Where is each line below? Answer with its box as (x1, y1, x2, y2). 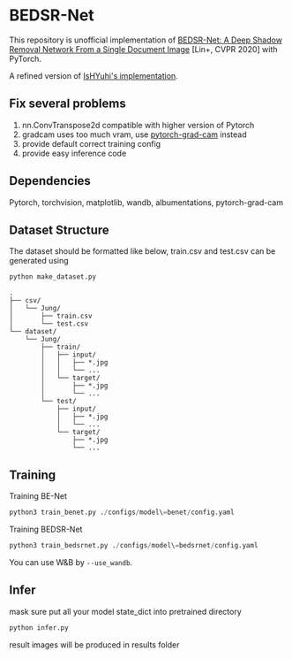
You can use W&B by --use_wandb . (9, 556, 133, 567)
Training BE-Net (9, 491, 68, 502)
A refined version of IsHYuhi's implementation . (9, 70, 178, 80)
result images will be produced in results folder (9, 639, 180, 650)
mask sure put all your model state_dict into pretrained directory (9, 606, 243, 617)
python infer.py (9, 623, 69, 632)
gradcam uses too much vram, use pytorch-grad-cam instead (21, 129, 247, 140)
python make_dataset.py (9, 272, 97, 281)
